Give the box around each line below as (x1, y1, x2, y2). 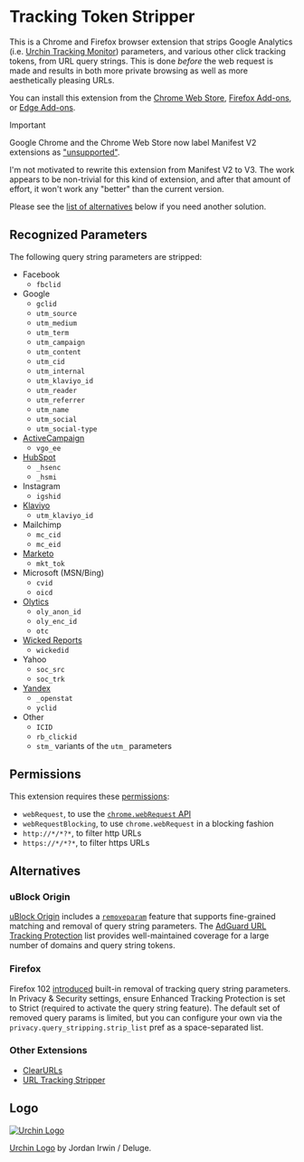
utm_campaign (35, 338, 86, 347)
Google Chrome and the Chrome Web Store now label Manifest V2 (9, 137, 257, 148)
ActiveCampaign (22, 432, 85, 443)
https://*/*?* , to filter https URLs (22, 837, 150, 848)
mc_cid (35, 530, 62, 540)
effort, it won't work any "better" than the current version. (9, 183, 224, 194)
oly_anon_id (35, 607, 81, 617)
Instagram (22, 480, 61, 491)
